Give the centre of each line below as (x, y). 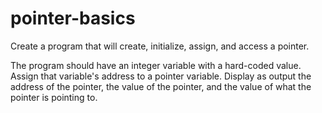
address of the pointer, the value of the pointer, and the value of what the (161, 86)
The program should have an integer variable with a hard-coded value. (156, 65)
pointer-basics (73, 18)
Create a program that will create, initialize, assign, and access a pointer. (160, 46)
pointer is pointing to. (54, 97)
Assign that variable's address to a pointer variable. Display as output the (161, 76)
